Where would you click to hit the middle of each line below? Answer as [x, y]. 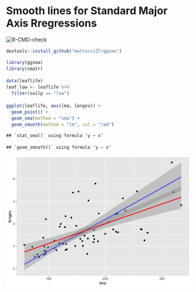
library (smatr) [25, 69]
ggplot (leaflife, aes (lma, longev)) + [53, 106]
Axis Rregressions [52, 23]
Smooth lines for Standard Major [87, 11]
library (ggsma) [25, 62]
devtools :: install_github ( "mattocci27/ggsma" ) [64, 51]
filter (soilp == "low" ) [40, 93]
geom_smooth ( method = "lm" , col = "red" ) [63, 125]
